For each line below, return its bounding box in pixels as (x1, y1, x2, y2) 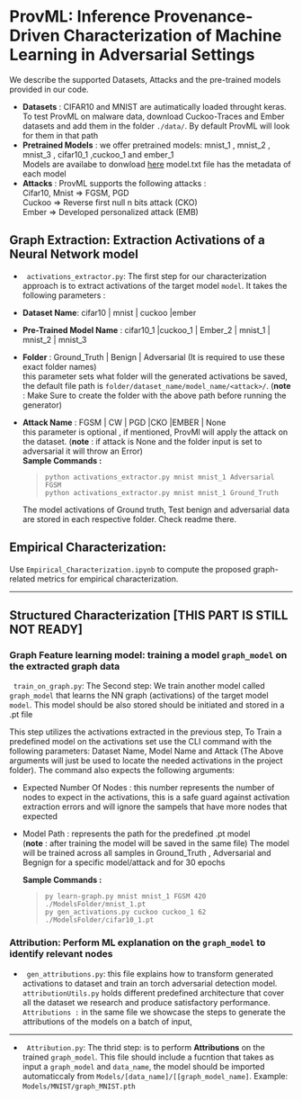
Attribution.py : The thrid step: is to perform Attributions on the (26, 1041, 265, 1052)
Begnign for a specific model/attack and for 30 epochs (22, 857, 226, 868)
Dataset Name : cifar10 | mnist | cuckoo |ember (22, 307, 197, 318)
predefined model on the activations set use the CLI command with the (9, 736, 272, 747)
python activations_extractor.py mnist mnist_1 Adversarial (44, 473, 275, 482)
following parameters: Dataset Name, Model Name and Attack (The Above (9, 745, 284, 757)
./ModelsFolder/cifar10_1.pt (44, 915, 155, 924)
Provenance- (154, 6, 253, 27)
